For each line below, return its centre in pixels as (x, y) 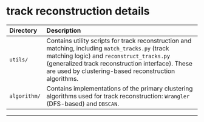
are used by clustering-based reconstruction (110, 71)
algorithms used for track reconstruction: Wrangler (118, 96)
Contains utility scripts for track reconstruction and (119, 41)
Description (64, 30)
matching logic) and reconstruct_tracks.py (108, 56)
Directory (23, 30)
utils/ (19, 59)
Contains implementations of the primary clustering (120, 88)
